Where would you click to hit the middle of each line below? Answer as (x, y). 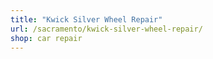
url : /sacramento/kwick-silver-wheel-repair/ (106, 29)
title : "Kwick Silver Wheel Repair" (86, 19)
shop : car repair (46, 38)
